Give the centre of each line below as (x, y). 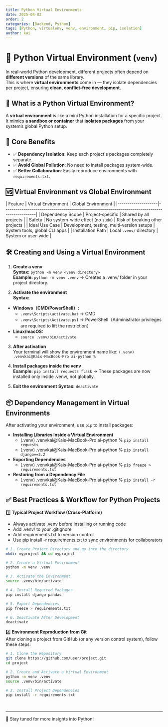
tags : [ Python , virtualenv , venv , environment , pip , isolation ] (74, 29)
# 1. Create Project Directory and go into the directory (67, 549)
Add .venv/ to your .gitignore (42, 529)
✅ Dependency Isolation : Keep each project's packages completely (83, 154)
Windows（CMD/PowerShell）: (46, 308)
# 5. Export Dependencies (32, 604)
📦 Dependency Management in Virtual (67, 403)
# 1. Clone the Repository (34, 654)
